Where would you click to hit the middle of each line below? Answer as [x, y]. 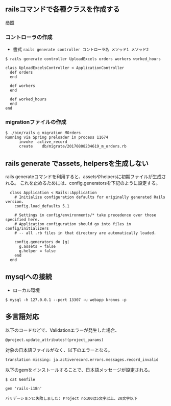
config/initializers [27, 229]
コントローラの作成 [29, 37]
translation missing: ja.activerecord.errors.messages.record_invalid [82, 359]
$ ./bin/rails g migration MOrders [43, 133]
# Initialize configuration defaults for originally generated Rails [90, 197]
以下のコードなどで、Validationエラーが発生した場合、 [63, 330]
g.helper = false [37, 251]
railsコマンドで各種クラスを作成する [63, 9]
